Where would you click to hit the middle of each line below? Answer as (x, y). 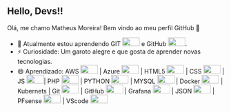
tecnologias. (35, 61)
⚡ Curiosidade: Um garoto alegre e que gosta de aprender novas (109, 52)
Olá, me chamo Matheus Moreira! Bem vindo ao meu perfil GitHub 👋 (103, 27)
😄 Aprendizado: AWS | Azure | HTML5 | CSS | (121, 71)
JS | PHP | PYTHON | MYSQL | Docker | (120, 81)
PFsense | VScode (53, 101)
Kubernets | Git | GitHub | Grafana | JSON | (116, 91)
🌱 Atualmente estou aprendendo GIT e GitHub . (102, 43)
